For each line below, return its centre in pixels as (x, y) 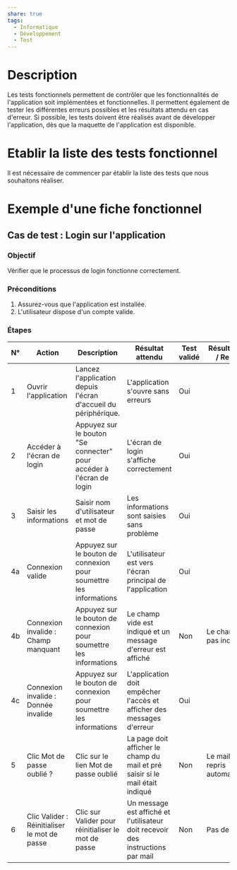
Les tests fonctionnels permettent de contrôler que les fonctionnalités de (113, 95)
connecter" (94, 451)
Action (48, 353)
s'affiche (141, 460)
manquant (44, 649)
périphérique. (98, 413)
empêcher (144, 692)
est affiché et (148, 812)
